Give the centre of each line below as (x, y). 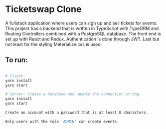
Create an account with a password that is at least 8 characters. (77, 112)
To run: (16, 60)
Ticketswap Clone (43, 9)
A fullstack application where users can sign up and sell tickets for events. (82, 23)
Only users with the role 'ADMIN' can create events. (62, 121)
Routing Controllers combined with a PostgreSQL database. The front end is (83, 33)
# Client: (15, 76)
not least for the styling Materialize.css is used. (54, 44)
